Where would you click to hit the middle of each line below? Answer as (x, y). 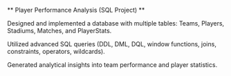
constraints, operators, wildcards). (56, 51)
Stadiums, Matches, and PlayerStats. (59, 31)
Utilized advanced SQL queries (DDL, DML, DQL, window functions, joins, (112, 44)
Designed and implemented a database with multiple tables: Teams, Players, (116, 23)
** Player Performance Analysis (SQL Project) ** (76, 10)
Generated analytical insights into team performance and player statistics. (112, 65)
